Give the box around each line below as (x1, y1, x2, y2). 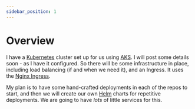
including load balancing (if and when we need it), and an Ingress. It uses (6, 66, 184, 73)
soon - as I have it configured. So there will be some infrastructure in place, (6, 60, 189, 67)
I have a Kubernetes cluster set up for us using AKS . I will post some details (6, 54, 190, 61)
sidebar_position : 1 (6, 8, 57, 15)
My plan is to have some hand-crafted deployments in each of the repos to (6, 84, 188, 91)
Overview (6, 34, 55, 47)
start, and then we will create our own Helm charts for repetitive (6, 90, 161, 97)
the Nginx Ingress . (6, 72, 51, 80)
